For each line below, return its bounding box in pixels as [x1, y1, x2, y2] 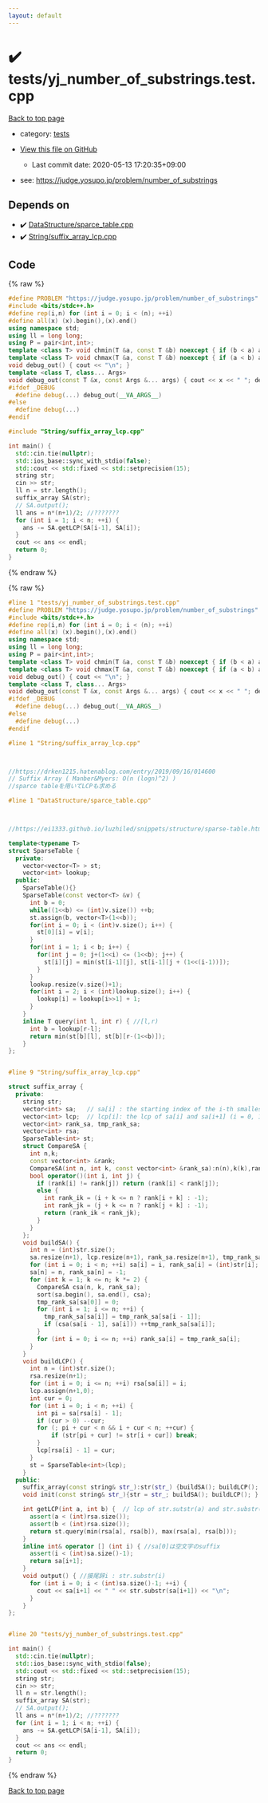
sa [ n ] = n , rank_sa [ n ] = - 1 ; [29, 1268, 127, 1276]
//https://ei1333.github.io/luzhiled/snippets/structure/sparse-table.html [8, 825, 266, 834]
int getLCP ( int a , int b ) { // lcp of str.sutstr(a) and [22, 1505, 219, 1513]
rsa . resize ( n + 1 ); [29, 1372, 88, 1380]
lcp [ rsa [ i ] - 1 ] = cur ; [37, 1446, 116, 1454]
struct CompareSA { [22, 1142, 88, 1150]
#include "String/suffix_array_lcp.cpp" [8, 428, 145, 436]
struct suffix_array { [8, 1083, 84, 1091]
